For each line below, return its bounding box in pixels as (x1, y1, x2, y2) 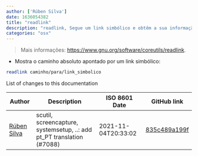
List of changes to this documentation (6, 80, 98, 87)
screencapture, (36, 118, 78, 126)
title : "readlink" (6, 19, 51, 25)
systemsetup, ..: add (36, 126, 93, 134)
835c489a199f (145, 126, 189, 134)
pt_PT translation (36, 133, 84, 141)
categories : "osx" (6, 30, 51, 36)
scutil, (36, 111, 53, 119)
